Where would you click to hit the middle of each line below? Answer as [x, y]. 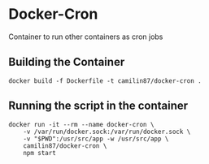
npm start [40, 153]
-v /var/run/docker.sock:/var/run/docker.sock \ [107, 132]
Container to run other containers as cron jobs [86, 37]
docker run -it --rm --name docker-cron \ [81, 124]
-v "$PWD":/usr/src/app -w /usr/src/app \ [96, 139]
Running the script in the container [98, 106]
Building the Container [67, 62]
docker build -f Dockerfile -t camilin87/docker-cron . [105, 81]
